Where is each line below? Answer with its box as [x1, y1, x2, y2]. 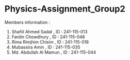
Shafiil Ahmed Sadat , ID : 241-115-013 [11, 29, 88, 34]
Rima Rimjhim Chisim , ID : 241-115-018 [11, 39, 89, 45]
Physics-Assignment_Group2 [4, 3, 126, 15]
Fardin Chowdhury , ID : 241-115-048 [11, 34, 85, 40]
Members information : [4, 19, 50, 25]
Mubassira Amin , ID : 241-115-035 [11, 44, 81, 50]
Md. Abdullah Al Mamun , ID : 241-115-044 [11, 49, 97, 55]
